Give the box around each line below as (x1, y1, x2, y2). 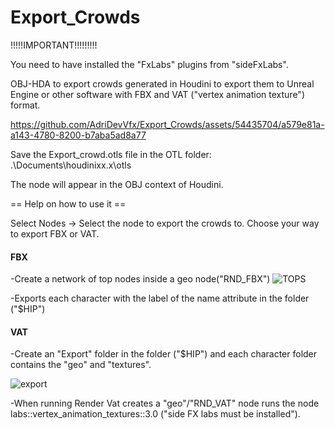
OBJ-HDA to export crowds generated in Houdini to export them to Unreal (10, 77, 315, 90)
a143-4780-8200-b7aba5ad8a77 (10, 129, 147, 141)
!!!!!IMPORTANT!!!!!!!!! (10, 39, 98, 51)
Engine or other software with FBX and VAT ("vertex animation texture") (10, 88, 305, 100)
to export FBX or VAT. (10, 227, 100, 240)
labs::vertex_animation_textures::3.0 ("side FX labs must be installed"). (10, 408, 301, 420)
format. (10, 99, 41, 111)
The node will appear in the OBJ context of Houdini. (10, 178, 224, 190)
